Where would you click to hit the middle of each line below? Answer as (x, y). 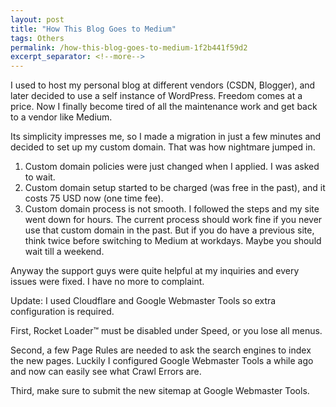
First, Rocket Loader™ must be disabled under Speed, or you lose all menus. (166, 331)
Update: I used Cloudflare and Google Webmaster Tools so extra (143, 301)
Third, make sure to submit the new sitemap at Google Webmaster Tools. (160, 391)
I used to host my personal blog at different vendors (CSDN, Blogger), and (163, 85)
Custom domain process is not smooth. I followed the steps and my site (172, 209)
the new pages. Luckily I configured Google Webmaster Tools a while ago (162, 361)
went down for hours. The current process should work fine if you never (173, 220)
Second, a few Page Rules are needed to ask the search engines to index (161, 350)
